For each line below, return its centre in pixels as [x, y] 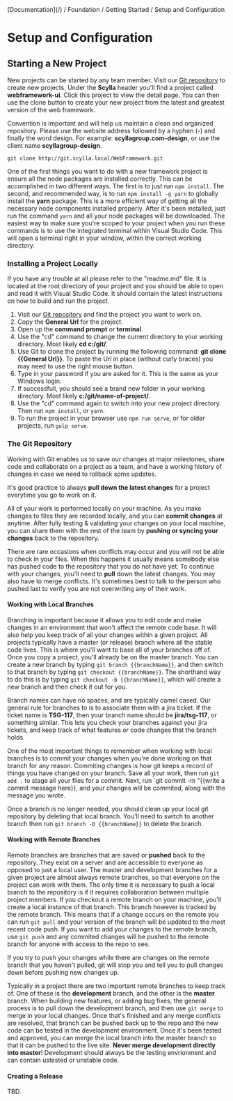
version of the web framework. [51, 110]
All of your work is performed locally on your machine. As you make [104, 508]
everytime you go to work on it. [52, 495]
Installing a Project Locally [53, 263]
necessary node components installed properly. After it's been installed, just [116, 208]
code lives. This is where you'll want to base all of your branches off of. [110, 650]
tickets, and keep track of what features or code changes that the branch [112, 730]
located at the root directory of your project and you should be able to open [115, 286]
